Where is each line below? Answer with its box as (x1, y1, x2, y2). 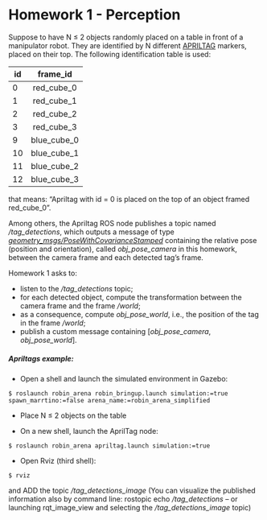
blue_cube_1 (31, 147, 79, 159)
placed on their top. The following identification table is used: (8, 49, 212, 59)
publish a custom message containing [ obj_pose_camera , (19, 326, 212, 336)
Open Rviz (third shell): (19, 456, 97, 465)
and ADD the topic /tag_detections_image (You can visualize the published (8, 485, 256, 495)
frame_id (37, 68, 72, 80)
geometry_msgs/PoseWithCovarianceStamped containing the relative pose (8, 235, 257, 245)
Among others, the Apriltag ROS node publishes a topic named (8, 218, 216, 228)
